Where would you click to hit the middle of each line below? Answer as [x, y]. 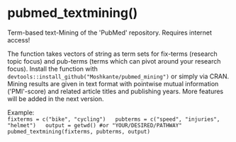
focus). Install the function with [52, 69]
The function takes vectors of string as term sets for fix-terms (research [112, 54]
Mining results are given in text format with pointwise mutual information [113, 83]
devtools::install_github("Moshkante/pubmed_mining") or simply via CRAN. [118, 76]
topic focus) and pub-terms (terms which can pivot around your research [114, 61]
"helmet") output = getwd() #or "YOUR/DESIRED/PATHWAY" [95, 125]
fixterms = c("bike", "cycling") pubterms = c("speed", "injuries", [114, 119]
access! [19, 40]
